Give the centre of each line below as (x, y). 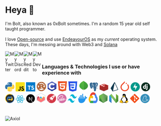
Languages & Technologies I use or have (91, 67)
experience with (62, 73)
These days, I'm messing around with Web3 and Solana (61, 44)
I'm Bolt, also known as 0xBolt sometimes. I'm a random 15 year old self (78, 24)
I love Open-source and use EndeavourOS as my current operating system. (81, 39)
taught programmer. (25, 28)
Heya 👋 (20, 10)
